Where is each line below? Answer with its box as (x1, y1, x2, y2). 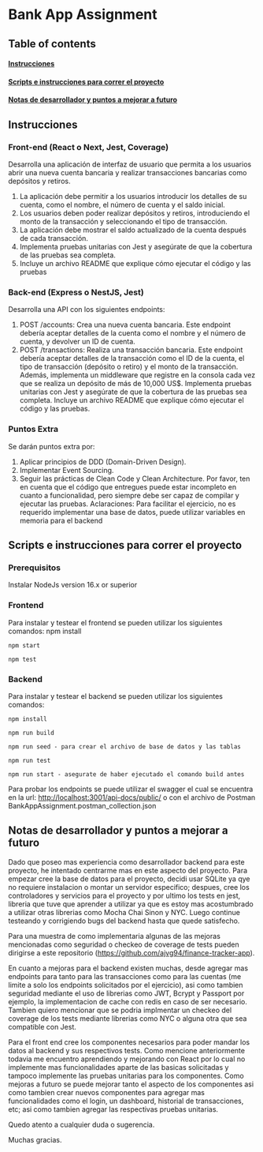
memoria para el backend (19, 516, 103, 525)
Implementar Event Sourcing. (19, 465, 114, 475)
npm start (8, 641, 41, 649)
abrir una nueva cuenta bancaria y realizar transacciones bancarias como (8, 168, 247, 178)
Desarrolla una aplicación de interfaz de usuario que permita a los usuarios (8, 159, 252, 169)
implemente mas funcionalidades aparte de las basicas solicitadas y (8, 1062, 229, 1071)
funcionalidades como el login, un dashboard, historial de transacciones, (8, 1096, 244, 1105)
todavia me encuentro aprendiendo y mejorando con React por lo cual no (8, 1054, 246, 1064)
